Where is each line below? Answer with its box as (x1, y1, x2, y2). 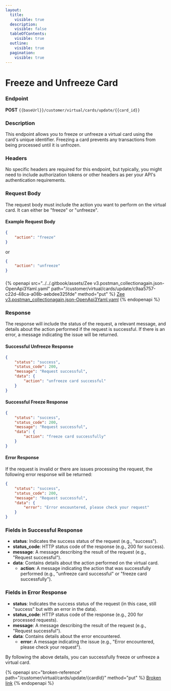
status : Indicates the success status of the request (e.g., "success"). (12, 538, 158, 544)
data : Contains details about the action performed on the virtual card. (12, 560, 159, 566)
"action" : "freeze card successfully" (23, 434, 106, 439)
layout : (5, 7, 22, 13)
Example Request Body (5, 219, 56, 225)
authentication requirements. (5, 177, 66, 183)
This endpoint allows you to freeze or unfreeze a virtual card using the (5, 131, 153, 137)
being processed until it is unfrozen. (5, 142, 81, 148)
